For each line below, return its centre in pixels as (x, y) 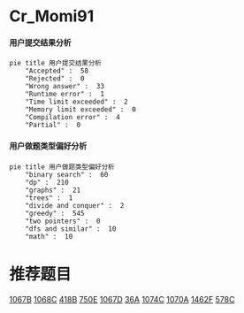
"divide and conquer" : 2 (75, 205)
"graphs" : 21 (53, 190)
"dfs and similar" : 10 (71, 229)
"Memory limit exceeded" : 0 (81, 110)
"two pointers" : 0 (63, 221)
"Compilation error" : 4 (73, 118)
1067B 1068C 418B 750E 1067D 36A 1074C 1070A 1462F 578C (122, 299)
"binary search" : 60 (67, 174)
